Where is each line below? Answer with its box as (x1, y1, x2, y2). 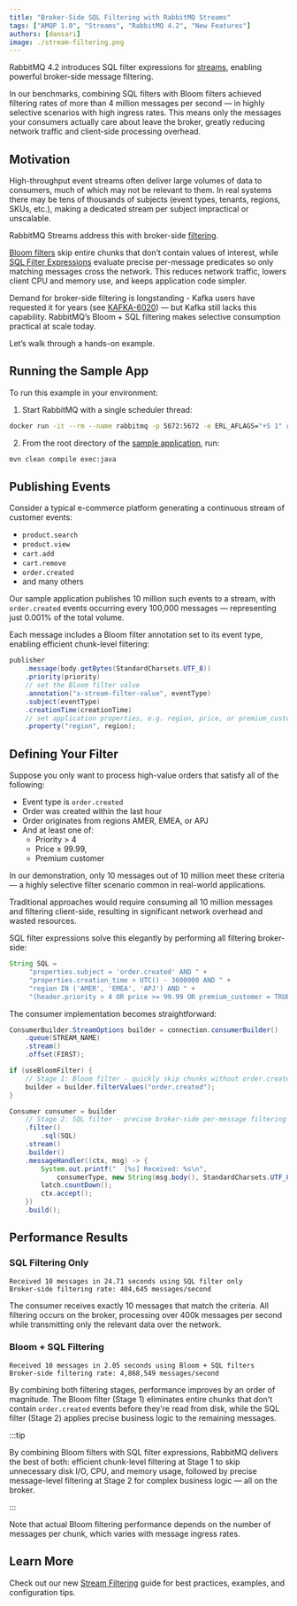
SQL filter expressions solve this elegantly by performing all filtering (9, 933, 256, 943)
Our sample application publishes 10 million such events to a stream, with (9, 594, 276, 604)
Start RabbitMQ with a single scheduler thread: (21, 404, 193, 415)
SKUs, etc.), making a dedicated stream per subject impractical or (9, 204, 249, 214)
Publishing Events (9, 479, 110, 494)
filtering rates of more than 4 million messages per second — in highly (9, 98, 265, 109)
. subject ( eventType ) (25, 697, 101, 706)
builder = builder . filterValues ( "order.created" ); (25, 1082, 216, 1091)
